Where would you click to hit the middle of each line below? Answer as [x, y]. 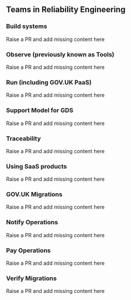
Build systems [27, 26]
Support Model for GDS [40, 110]
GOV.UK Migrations [34, 194]
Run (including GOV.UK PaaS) [49, 82]
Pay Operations [28, 250]
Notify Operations [32, 223]
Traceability [23, 139]
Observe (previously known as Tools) [60, 54]
